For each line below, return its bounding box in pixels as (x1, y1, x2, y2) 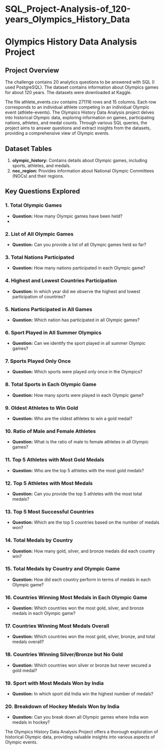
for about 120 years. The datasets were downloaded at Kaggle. (5, 90, 132, 96)
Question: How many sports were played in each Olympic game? (12, 392, 144, 398)
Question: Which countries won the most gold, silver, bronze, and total (12, 633, 155, 640)
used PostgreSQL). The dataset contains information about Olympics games (5, 84, 159, 90)
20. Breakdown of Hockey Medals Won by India (5, 703, 120, 710)
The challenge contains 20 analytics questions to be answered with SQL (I (5, 79, 155, 85)
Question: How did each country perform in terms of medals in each (12, 577, 151, 582)
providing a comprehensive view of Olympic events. (5, 130, 110, 136)
